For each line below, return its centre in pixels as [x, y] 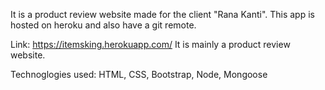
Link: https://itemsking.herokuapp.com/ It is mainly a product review [150, 44]
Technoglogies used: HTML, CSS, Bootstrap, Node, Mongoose [139, 74]
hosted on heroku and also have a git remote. [103, 25]
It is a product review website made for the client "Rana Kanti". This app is [162, 14]
